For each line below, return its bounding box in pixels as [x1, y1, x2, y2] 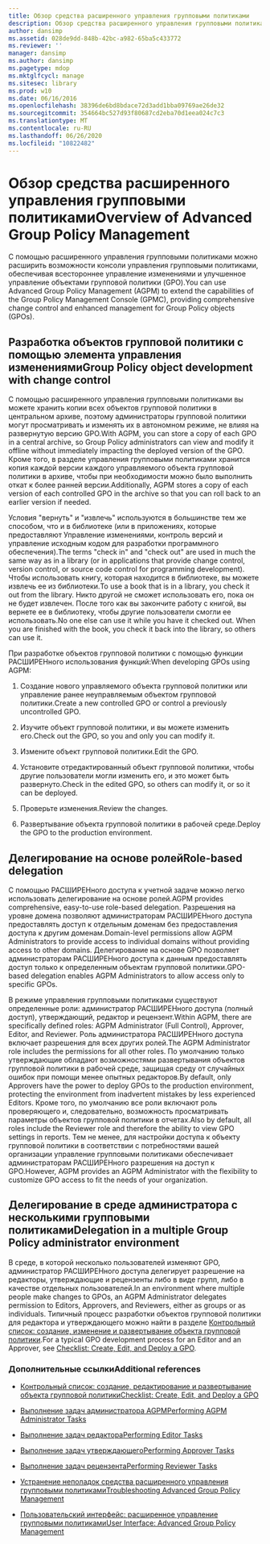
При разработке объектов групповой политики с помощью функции [8, 648, 243, 658]
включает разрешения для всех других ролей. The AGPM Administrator [8, 1038, 251, 1048]
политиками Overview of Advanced [8, 208, 252, 227]
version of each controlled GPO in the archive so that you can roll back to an [8, 489, 261, 498]
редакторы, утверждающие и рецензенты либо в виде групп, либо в [8, 1275, 244, 1284]
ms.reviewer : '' [8, 42, 63, 50]
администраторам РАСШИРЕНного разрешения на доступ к [8, 1158, 215, 1167]
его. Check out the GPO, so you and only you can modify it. [19, 731, 215, 741]
